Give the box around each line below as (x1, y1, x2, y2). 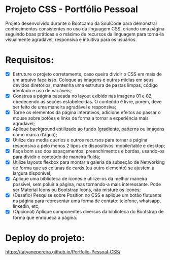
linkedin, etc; (12, 203, 40, 209)
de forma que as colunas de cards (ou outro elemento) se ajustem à (12, 165, 155, 171)
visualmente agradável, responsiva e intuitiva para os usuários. (5, 36, 137, 43)
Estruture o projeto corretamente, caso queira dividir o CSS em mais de (12, 71, 162, 77)
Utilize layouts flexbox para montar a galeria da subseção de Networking (12, 159, 165, 165)
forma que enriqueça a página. (12, 214, 78, 220)
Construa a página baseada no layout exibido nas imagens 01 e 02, (12, 93, 153, 99)
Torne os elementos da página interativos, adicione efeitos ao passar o (12, 109, 161, 115)
